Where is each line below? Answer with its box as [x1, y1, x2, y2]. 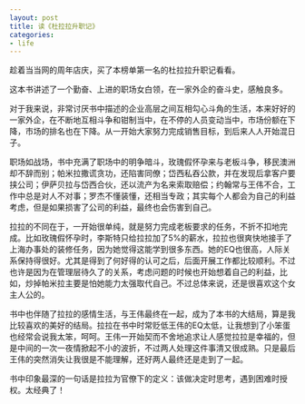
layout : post [9, 13, 59, 23]
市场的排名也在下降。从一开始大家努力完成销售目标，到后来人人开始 [25, 126, 280, 137]
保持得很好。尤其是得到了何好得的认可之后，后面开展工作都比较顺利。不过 [16, 255, 296, 266]
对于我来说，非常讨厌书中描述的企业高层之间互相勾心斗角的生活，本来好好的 [9, 103, 296, 114]
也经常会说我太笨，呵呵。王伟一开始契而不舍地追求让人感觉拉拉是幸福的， [9, 331, 288, 342]
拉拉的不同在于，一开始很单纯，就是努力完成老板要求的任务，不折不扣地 [9, 222, 280, 232]
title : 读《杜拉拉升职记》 [9, 22, 100, 31]
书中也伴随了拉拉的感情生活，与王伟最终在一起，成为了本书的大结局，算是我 [9, 309, 296, 320]
